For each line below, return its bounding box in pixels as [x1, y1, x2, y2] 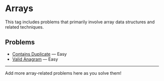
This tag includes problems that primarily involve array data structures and [5, 19, 155, 25]
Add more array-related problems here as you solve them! [5, 70, 122, 76]
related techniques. [5, 24, 44, 30]
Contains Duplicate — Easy [12, 51, 67, 57]
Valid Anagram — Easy [12, 56, 59, 62]
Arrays [5, 3, 33, 14]
